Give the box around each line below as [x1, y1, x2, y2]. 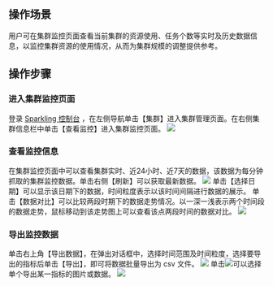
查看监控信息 [8, 145, 59, 157]
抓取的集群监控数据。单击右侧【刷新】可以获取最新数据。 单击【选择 [8, 175, 249, 185]
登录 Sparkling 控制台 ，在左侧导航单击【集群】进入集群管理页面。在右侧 [8, 113, 253, 123]
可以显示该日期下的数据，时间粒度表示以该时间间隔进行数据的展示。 [22, 186, 250, 196]
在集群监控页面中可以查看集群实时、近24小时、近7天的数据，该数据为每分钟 [8, 166, 264, 175]
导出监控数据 [8, 228, 59, 240]
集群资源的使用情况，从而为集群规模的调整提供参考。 [43, 41, 222, 50]
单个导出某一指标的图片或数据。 [8, 269, 115, 279]
